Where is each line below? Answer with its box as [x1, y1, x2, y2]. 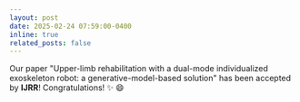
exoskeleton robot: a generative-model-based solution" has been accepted [9, 73, 292, 84]
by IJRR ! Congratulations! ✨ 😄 [9, 82, 125, 93]
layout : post [9, 13, 59, 23]
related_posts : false [9, 38, 92, 48]
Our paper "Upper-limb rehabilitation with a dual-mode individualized [9, 63, 268, 74]
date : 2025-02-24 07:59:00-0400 [9, 22, 132, 31]
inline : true [9, 30, 59, 39]
